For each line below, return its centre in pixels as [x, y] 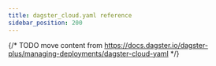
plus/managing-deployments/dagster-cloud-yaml [89, 53]
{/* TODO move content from [56, 45]
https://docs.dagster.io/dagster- [156, 45]
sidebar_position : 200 [45, 23]
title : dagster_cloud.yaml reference [70, 15]
